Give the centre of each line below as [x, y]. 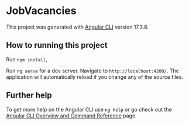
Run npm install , [27, 59]
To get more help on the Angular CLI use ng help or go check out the [89, 109]
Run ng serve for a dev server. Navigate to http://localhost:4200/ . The [93, 71]
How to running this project [57, 45]
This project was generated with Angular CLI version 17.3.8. [78, 27]
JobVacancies [41, 11]
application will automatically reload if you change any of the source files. [94, 77]
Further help [29, 96]
